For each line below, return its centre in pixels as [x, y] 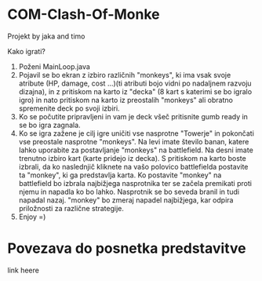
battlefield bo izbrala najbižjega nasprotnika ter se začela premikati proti [135, 183]
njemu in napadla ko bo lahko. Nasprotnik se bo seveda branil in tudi [129, 192]
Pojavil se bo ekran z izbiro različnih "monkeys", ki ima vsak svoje [125, 75]
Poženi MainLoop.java [55, 66]
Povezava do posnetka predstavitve [127, 248]
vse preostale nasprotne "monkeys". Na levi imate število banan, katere [134, 141]
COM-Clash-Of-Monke [84, 15]
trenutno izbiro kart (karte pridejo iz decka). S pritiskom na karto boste [132, 158]
